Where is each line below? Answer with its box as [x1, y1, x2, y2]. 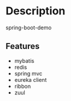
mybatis [14, 57, 34, 64]
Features [5, 41, 40, 51]
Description [5, 4, 66, 18]
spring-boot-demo [5, 24, 52, 31]
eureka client [14, 76, 47, 83]
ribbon [14, 82, 31, 90]
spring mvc [14, 70, 43, 77]
